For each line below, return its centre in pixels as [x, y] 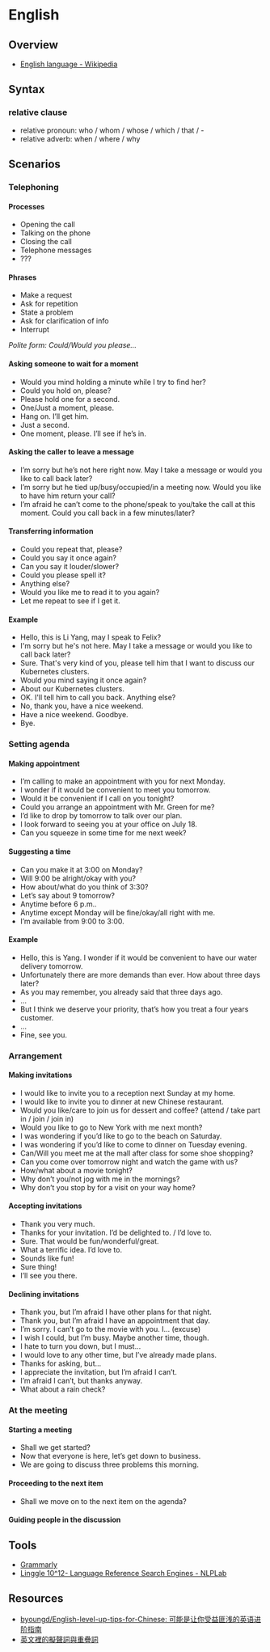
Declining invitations [44, 1294]
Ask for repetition [49, 304]
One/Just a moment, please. [67, 408]
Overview [34, 45]
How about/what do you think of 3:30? [84, 886]
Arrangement [36, 1055]
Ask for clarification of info [64, 321]
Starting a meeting [40, 1430]
